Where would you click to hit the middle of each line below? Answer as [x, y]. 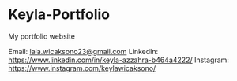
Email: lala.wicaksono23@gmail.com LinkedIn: [83, 51]
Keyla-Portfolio [59, 15]
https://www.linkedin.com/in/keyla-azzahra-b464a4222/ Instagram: [118, 60]
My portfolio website [41, 36]
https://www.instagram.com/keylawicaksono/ [82, 68]
